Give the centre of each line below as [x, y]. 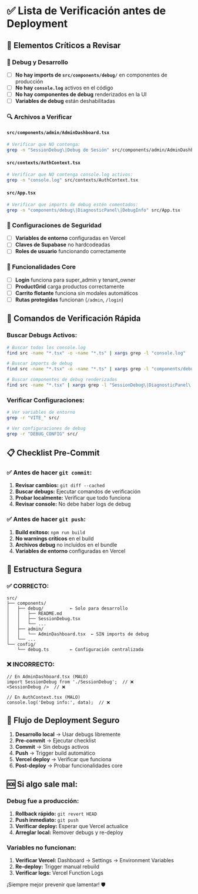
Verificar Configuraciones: [46, 400]
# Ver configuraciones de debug [46, 428]
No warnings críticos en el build [54, 538]
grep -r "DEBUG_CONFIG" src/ [42, 434]
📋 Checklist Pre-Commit [53, 453]
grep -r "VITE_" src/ [33, 418]
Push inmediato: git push [47, 820]
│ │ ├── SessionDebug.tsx [44, 619]
